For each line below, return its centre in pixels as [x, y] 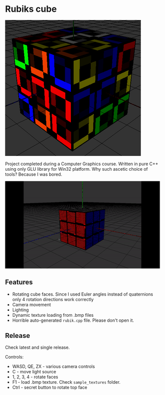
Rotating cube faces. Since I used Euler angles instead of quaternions [82, 294]
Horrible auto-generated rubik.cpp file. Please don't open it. [73, 320]
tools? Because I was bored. [34, 174]
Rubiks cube [31, 9]
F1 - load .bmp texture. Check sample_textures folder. [66, 382]
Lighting [20, 310]
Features [19, 282]
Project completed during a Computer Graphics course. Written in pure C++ [82, 164]
